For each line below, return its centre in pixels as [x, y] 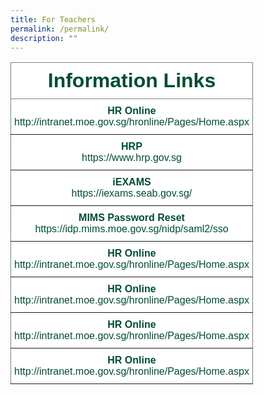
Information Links [132, 81]
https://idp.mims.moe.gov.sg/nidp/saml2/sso [131, 229]
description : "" [44, 38]
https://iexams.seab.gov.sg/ [132, 193]
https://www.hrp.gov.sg [131, 158]
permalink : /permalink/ [60, 29]
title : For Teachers [53, 19]
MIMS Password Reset [131, 218]
